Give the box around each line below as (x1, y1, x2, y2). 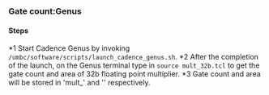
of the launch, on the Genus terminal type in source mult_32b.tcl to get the (8, 60, 260, 70)
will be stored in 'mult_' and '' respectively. (8, 78, 151, 88)
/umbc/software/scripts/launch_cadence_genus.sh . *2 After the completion (8, 52, 259, 62)
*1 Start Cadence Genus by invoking (8, 43, 130, 53)
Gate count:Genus (8, 6, 83, 17)
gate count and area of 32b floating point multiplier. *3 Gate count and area (8, 69, 261, 79)
